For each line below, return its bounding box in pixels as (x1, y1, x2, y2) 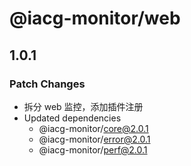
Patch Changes (9, 77, 86, 91)
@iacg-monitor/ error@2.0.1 (38, 133, 151, 145)
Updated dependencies (23, 112, 122, 124)
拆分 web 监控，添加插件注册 (23, 100, 144, 112)
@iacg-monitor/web (9, 7, 181, 30)
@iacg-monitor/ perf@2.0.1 (38, 143, 148, 156)
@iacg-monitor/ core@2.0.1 (38, 122, 149, 134)
